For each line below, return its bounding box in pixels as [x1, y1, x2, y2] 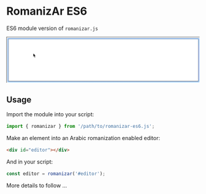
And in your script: [6, 158, 53, 166]
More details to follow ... [6, 182, 67, 189]
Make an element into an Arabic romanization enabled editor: [6, 135, 161, 142]
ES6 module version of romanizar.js [6, 24, 98, 32]
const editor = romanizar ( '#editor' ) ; [6, 171, 105, 177]
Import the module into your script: [6, 111, 94, 118]
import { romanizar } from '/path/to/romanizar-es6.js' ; [6, 124, 155, 130]
